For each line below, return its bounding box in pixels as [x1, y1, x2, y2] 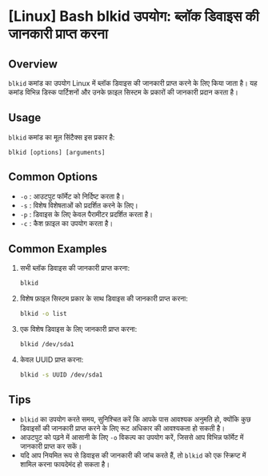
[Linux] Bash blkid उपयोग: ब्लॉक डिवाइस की [8, 7, 260, 26]
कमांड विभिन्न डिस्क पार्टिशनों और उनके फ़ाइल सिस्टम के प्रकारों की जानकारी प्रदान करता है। [8, 87, 238, 97]
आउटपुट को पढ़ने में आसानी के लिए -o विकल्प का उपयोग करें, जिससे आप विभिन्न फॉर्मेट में [19, 432, 244, 442]
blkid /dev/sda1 [19, 341, 74, 349]
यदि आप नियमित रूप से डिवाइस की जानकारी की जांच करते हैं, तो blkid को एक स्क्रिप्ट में [19, 450, 246, 460]
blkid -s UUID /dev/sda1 [19, 371, 103, 379]
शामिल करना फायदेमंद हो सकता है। [19, 459, 110, 469]
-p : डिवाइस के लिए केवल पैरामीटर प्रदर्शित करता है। [19, 209, 154, 219]
